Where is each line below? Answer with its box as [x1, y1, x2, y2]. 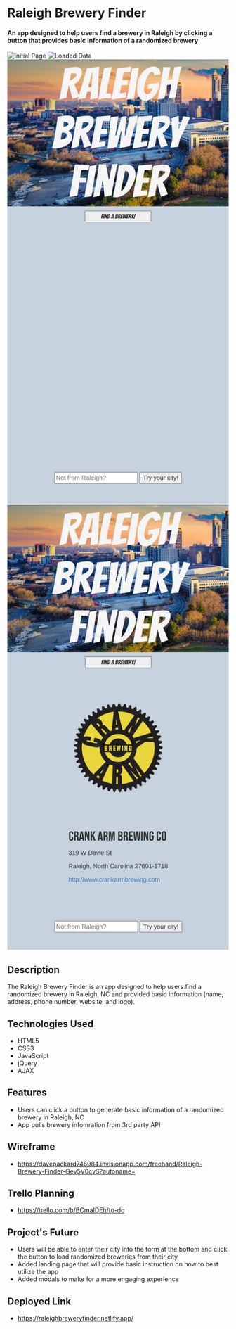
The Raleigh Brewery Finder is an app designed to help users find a [7, 983, 202, 991]
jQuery [17, 1059, 37, 1067]
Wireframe [7, 1141, 55, 1153]
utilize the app [17, 1268, 59, 1276]
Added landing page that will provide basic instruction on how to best [17, 1260, 219, 1268]
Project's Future [7, 1226, 79, 1238]
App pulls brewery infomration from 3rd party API [17, 1120, 161, 1128]
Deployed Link [7, 1295, 72, 1307]
